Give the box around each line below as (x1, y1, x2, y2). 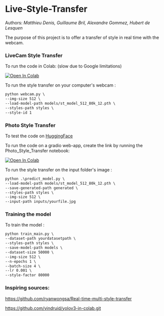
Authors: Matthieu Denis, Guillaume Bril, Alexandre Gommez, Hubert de (5, 20, 150, 26)
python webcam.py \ (5, 92, 45, 97)
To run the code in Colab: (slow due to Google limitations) (5, 63, 122, 69)
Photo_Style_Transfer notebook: (5, 148, 70, 154)
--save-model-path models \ (5, 245, 63, 251)
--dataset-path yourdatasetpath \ (5, 236, 76, 241)
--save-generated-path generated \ (5, 186, 78, 190)
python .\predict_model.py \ (5, 176, 65, 181)
